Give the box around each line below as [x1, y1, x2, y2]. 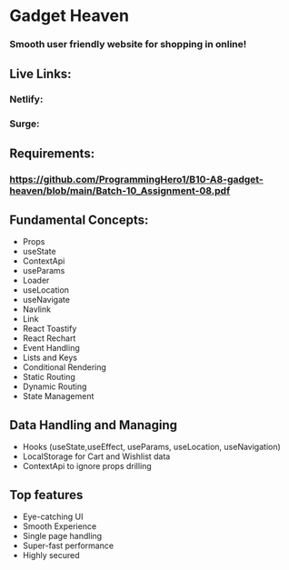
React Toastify [22, 324, 77, 335]
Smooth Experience [22, 521, 97, 532]
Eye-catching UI [22, 511, 84, 523]
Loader [22, 275, 50, 286]
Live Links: [9, 65, 72, 82]
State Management [22, 391, 95, 402]
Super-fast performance [22, 540, 115, 551]
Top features [9, 487, 84, 503]
